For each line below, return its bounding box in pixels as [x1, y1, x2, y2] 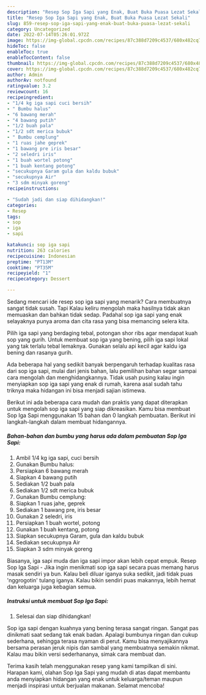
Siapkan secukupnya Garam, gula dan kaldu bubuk [15, 532, 144, 539]
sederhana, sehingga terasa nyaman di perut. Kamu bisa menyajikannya [7, 637, 188, 645]
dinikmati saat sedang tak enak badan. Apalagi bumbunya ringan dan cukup [7, 631, 198, 638]
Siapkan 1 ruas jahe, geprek [15, 500, 86, 507]
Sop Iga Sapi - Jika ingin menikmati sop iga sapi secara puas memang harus [7, 563, 199, 571]
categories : [7, 202, 37, 208]
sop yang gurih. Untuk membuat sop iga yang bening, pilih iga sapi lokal [7, 336, 189, 343]
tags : [7, 214, 21, 220]
